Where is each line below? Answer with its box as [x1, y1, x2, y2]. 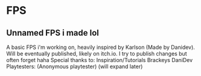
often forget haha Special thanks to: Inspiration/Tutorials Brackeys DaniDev [6, 57, 193, 63]
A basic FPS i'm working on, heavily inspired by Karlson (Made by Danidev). [6, 43, 195, 51]
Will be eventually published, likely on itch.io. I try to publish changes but [6, 50, 187, 57]
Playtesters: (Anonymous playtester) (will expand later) [6, 63, 143, 70]
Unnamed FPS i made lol [6, 28, 100, 38]
